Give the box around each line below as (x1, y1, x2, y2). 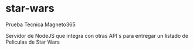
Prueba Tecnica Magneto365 (5, 21, 76, 28)
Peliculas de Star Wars (5, 38, 60, 45)
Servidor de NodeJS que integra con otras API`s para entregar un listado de (5, 32, 189, 39)
